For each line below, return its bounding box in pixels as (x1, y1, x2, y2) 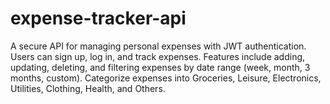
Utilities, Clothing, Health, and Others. (10, 82, 166, 94)
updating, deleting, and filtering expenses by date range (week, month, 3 (10, 61, 311, 73)
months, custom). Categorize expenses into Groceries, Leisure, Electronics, (10, 72, 322, 84)
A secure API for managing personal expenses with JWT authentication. (10, 40, 307, 52)
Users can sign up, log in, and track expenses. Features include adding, (10, 50, 306, 62)
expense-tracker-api (10, 7, 187, 30)
